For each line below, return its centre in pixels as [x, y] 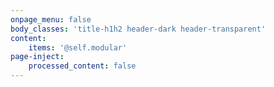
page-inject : [37, 57]
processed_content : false [82, 66]
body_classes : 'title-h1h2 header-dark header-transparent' [138, 29]
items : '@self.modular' [78, 47]
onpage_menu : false [51, 19]
